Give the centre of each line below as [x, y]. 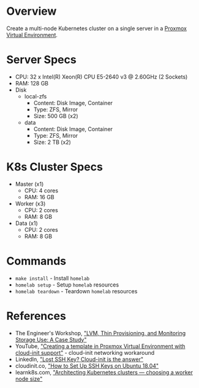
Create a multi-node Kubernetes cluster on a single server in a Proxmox [96, 28]
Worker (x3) [30, 204]
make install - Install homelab [52, 278]
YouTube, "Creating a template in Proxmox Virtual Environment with [100, 346]
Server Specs [41, 60]
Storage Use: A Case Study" [51, 339]
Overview [32, 11]
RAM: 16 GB [39, 197]
